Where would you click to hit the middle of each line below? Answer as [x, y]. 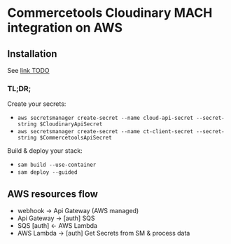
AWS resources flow [52, 194]
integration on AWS [65, 28]
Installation [32, 54]
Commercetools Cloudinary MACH [110, 13]
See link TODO [29, 70]
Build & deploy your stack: [45, 151]
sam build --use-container [57, 165]
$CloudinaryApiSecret [71, 124]
